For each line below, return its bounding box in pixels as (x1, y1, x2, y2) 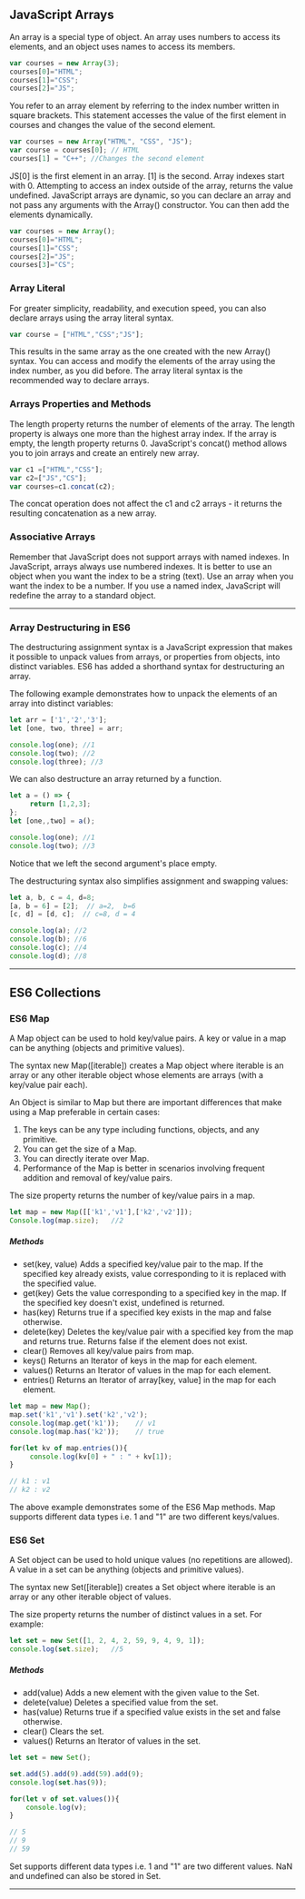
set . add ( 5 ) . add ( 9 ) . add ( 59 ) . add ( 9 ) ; (9, 1769, 144, 1778)
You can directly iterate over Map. (22, 1153, 150, 1164)
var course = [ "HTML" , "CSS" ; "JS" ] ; (9, 330, 144, 339)
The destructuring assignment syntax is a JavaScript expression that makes (9, 642, 293, 652)
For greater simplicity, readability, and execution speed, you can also (9, 302, 267, 313)
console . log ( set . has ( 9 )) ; (9, 1777, 107, 1787)
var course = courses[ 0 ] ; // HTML (9, 145, 141, 155)
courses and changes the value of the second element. (9, 120, 216, 131)
